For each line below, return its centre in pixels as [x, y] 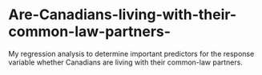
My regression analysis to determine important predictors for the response [131, 53]
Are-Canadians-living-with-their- [123, 15]
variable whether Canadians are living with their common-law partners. [125, 62]
